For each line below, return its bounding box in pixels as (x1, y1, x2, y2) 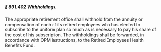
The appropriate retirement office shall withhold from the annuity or (5, 16, 143, 22)
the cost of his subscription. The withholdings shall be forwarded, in (5, 32, 144, 38)
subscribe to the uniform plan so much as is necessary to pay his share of (5, 26, 156, 32)
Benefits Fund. (5, 42, 35, 48)
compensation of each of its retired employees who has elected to (5, 21, 140, 27)
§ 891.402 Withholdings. (5, 4, 57, 10)
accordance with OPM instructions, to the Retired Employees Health (5, 37, 144, 43)
